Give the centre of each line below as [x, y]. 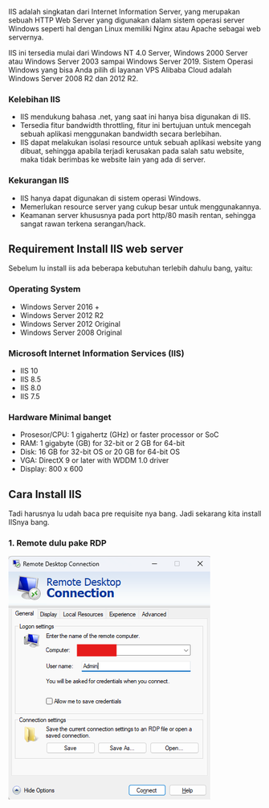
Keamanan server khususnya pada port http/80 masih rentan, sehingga [138, 215]
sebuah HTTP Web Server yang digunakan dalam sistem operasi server [126, 20]
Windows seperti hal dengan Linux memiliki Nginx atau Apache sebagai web [134, 29]
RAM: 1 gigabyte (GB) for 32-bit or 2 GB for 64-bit [102, 443]
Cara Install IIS [45, 494]
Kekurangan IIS [39, 180]
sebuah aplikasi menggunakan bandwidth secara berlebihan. [121, 134]
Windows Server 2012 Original [70, 324]
